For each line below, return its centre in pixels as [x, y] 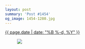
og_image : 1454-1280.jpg [30, 18]
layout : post [18, 9]
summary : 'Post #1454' [28, 14]
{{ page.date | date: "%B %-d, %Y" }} [42, 33]
